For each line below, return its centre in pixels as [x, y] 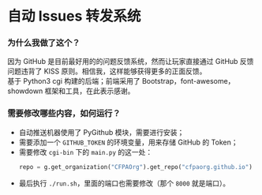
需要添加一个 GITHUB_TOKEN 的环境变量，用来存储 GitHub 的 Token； [128, 142]
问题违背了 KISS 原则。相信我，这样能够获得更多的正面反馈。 [107, 71]
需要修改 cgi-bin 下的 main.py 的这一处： [86, 152]
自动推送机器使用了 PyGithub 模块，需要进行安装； [101, 132]
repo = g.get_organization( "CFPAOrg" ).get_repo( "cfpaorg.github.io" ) [136, 167]
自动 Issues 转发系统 [74, 16]
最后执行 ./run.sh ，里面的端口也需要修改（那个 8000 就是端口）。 [124, 183]
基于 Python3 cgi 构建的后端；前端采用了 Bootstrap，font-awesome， [121, 81]
